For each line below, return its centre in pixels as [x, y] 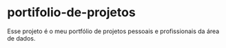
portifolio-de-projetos [71, 13]
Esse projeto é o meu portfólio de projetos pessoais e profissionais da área [113, 31]
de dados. [21, 38]
